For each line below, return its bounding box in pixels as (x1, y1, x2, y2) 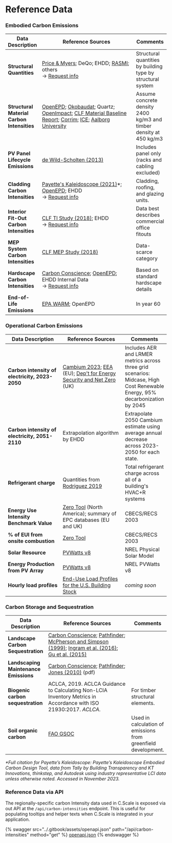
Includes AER (124, 344, 157, 351)
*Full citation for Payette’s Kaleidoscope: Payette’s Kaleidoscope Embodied (5, 760, 165, 766)
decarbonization (124, 395, 164, 403)
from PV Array (8, 567, 44, 574)
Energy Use (8, 507, 37, 514)
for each (139, 448, 160, 455)
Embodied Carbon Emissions (5, 22, 79, 29)
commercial (136, 218, 164, 225)
